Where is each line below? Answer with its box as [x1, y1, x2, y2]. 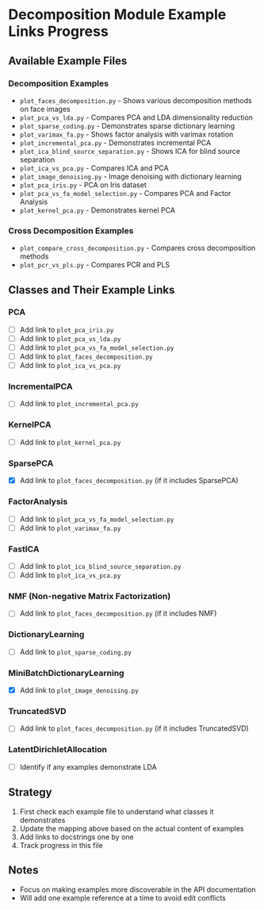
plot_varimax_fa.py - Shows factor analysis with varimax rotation [19, 129, 234, 139]
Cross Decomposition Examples [8, 225, 134, 236]
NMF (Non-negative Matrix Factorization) [8, 591, 171, 602]
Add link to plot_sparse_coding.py [19, 647, 132, 656]
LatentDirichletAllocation [8, 744, 107, 755]
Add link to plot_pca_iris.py [19, 324, 114, 334]
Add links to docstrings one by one [19, 831, 134, 842]
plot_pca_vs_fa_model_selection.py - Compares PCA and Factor [19, 188, 231, 198]
